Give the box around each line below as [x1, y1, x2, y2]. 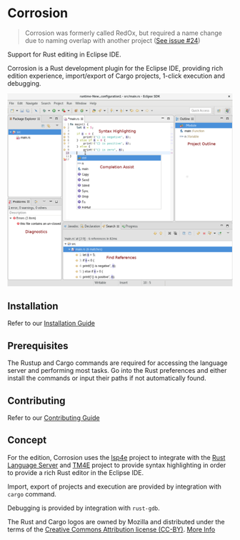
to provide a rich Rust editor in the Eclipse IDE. [7, 468, 144, 476]
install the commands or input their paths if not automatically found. [7, 374, 206, 383]
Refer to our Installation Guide [7, 319, 95, 328]
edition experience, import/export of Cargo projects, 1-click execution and [7, 71, 225, 80]
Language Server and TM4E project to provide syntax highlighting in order [7, 461, 226, 469]
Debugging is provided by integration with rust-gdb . [7, 504, 161, 512]
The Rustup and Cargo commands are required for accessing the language [7, 359, 228, 367]
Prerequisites [7, 339, 69, 351]
